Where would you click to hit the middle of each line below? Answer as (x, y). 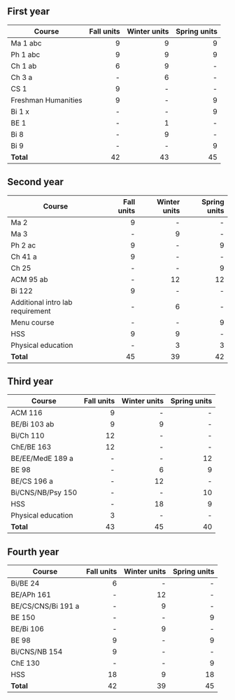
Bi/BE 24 (25, 584)
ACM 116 (27, 413)
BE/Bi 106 (27, 629)
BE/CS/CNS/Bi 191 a (45, 606)
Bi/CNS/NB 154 (37, 652)
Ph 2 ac (23, 245)
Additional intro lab (42, 302)
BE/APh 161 (31, 595)
